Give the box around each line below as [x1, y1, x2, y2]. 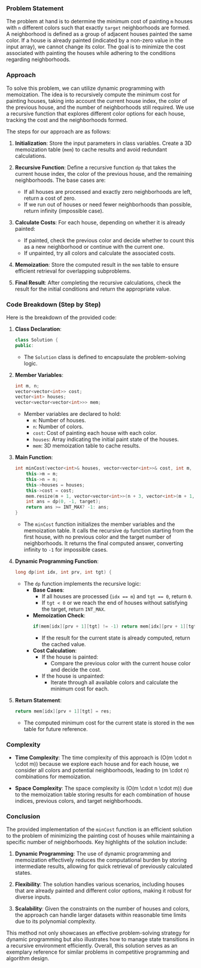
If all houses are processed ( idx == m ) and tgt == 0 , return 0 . [41, 592, 193, 599]
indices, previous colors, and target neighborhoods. [14, 797, 143, 804]
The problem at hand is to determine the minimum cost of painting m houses [6, 18, 193, 25]
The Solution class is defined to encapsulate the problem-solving [23, 353, 186, 360]
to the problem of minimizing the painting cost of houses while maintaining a [6, 832, 194, 839]
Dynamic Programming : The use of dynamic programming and [14, 850, 171, 857]
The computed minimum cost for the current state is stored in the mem [23, 719, 194, 726]
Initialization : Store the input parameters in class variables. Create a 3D [14, 139, 192, 147]
